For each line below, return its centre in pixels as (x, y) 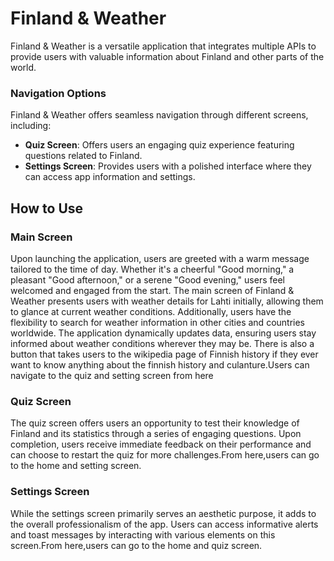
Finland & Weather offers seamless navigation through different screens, (159, 115)
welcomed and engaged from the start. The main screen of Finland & (152, 290)
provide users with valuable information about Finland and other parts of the (167, 56)
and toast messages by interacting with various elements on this (143, 534)
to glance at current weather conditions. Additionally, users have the (151, 311)
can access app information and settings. (110, 177)
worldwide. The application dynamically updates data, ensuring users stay (163, 333)
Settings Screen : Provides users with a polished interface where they (168, 166)
